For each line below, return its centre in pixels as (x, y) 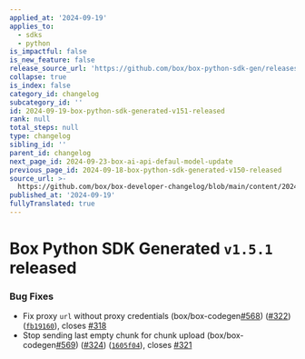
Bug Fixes (32, 296)
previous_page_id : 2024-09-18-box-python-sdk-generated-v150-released (146, 170)
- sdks (30, 35)
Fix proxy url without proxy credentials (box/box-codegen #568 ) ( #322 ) (157, 316)
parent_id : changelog (50, 153)
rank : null (30, 119)
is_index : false (40, 85)
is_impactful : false (49, 52)
